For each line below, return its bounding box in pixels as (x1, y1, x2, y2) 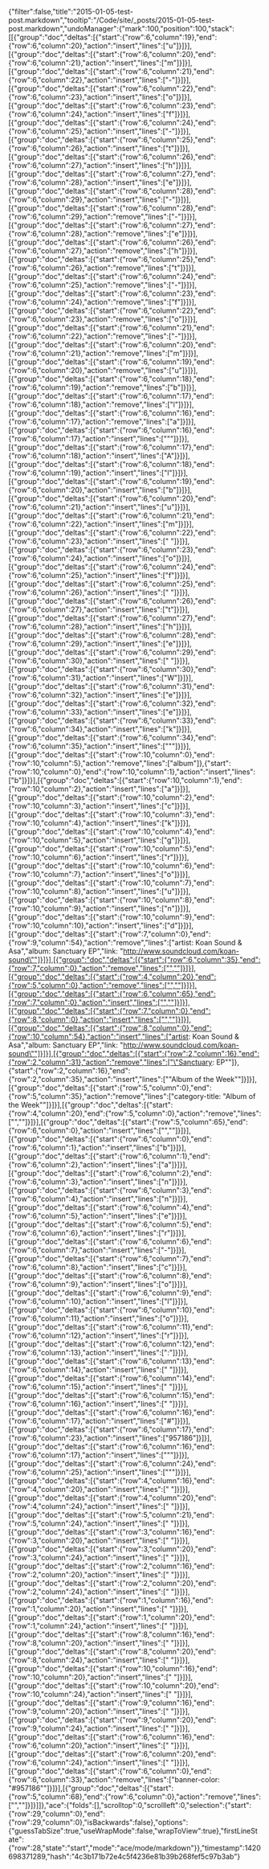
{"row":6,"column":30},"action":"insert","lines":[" (8, 656, 169, 666)
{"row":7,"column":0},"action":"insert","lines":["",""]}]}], (8, 998, 190, 1007)
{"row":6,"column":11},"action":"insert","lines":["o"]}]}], (8, 1314, 190, 1323)
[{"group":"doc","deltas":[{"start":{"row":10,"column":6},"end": (8, 861, 215, 871)
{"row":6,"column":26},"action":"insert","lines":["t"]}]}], (8, 144, 190, 153)
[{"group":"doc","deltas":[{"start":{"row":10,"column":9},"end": (8, 912, 215, 921)
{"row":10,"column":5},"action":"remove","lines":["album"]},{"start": (8, 759, 231, 768)
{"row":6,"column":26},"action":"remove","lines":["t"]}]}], (8, 263, 197, 273)
